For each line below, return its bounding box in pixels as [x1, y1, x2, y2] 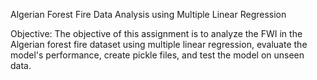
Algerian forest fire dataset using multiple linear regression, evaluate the [10, 39, 308, 50]
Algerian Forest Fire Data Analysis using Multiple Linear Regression [10, 9, 287, 20]
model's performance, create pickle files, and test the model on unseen [10, 49, 305, 61]
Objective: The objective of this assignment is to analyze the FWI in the [10, 28, 303, 39]
